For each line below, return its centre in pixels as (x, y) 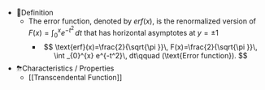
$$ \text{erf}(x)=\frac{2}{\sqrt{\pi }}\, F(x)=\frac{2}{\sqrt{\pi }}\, (150, 47)
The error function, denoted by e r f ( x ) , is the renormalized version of (142, 21)
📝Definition (35, 13)
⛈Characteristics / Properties (65, 68)
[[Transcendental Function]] (75, 78)
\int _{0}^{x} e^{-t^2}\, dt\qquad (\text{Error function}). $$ (151, 56)
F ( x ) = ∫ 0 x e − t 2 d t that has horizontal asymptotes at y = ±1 (124, 32)
